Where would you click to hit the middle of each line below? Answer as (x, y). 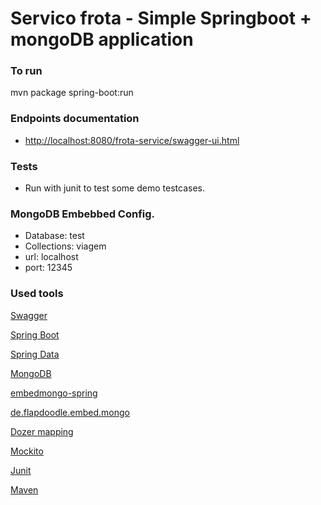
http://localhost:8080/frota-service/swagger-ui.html (132, 140)
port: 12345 (48, 268)
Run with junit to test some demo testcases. (114, 188)
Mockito (27, 451)
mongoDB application (102, 39)
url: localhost (51, 257)
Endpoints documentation (75, 119)
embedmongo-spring (54, 393)
